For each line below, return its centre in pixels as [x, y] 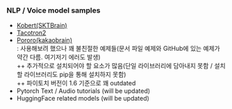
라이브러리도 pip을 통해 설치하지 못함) [75, 74]
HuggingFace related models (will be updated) [83, 99]
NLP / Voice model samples [53, 10]
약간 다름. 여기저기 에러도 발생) [59, 57]
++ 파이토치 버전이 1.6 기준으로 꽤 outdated [76, 83]
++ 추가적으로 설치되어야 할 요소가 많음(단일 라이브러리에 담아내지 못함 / [115, 66]
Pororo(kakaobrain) [44, 40]
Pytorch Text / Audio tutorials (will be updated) [83, 91]
